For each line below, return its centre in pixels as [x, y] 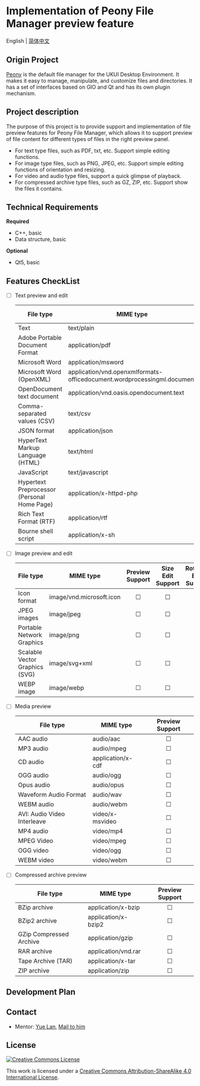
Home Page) [35, 504]
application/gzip [110, 938]
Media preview [33, 706]
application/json [90, 431]
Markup [29, 448]
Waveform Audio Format [52, 795]
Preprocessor [37, 489]
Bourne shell [35, 531]
